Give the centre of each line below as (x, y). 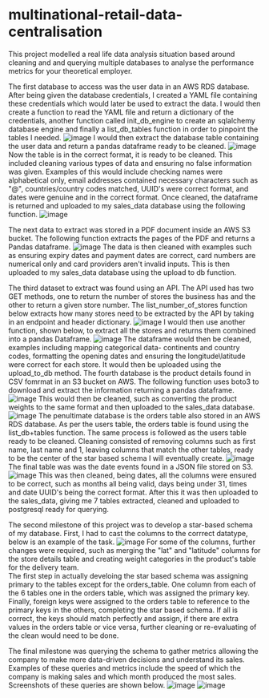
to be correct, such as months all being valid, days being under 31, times (128, 483)
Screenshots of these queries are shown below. (87, 685)
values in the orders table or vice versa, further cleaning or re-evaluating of (132, 627)
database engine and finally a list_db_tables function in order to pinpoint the (133, 129)
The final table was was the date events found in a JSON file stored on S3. (131, 466)
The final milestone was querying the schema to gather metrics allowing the (133, 651)
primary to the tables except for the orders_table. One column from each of (132, 584)
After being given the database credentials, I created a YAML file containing (133, 95)
